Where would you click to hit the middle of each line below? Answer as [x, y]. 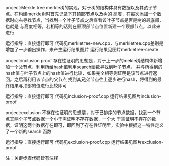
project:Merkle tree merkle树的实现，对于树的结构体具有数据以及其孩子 [79, 7]
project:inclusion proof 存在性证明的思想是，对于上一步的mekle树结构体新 [82, 60]
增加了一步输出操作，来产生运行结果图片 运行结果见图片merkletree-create [82, 50]
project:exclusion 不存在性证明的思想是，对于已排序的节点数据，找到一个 [81, 112]
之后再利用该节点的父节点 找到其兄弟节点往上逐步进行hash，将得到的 [86, 79]
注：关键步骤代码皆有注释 [32, 158]
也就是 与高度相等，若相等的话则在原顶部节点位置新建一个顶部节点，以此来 [83, 26]
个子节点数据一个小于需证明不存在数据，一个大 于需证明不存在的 [85, 119]
